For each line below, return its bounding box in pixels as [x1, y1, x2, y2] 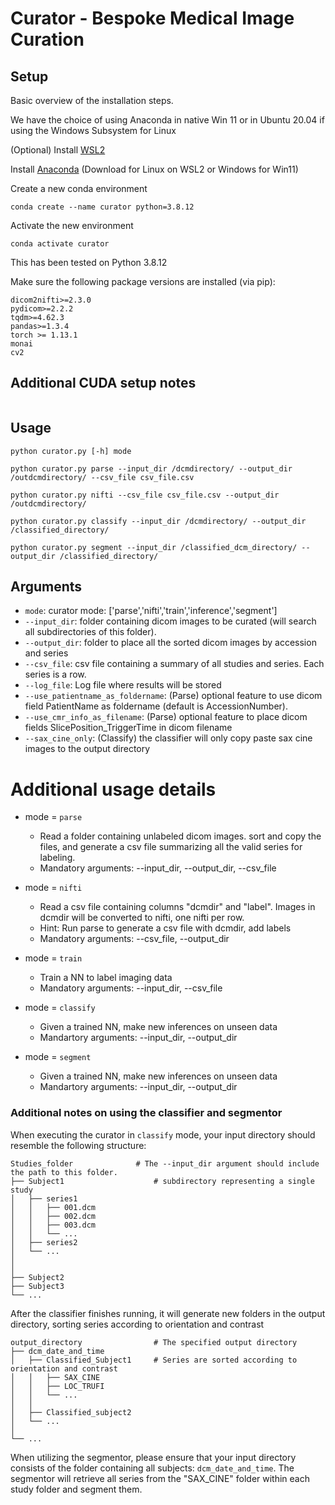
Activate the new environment [10, 220, 134, 231]
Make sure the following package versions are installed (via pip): [10, 276, 276, 287]
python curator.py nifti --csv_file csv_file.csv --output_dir [10, 490, 280, 500]
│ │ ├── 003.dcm [10, 1220, 97, 1230]
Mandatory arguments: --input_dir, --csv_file [39, 982, 223, 994]
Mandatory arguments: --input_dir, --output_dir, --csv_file [39, 862, 277, 874]
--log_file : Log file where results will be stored [24, 679, 222, 691]
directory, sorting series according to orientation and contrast [10, 1318, 265, 1330]
